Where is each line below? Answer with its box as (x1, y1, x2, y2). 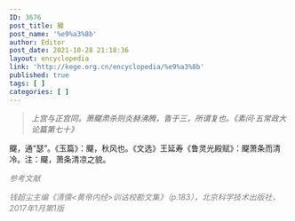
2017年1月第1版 (9, 202, 65, 213)
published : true (9, 71, 69, 80)
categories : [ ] (9, 87, 69, 96)
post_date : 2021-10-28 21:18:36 (9, 46, 129, 55)
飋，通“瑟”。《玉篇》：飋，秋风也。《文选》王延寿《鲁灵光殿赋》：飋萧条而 (9, 143, 274, 154)
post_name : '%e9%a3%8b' (9, 29, 98, 38)
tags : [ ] (9, 79, 46, 88)
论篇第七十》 (30, 123, 78, 134)
